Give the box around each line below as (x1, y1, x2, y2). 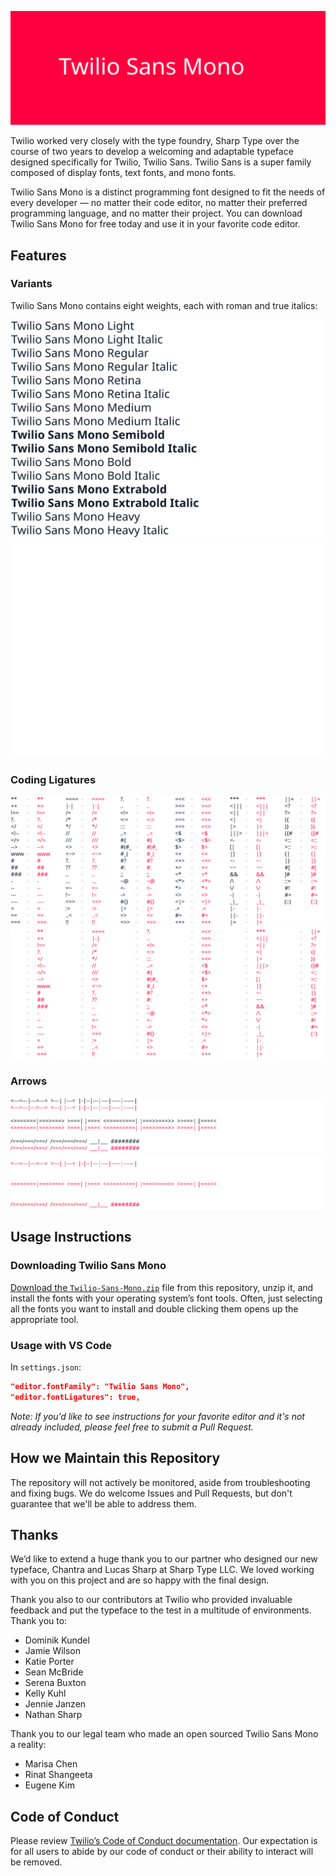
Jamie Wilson (24, 1645, 82, 1657)
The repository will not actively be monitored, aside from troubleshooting (10, 1476, 311, 1488)
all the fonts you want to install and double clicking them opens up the (10, 1302, 299, 1315)
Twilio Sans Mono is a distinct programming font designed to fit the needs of (10, 186, 326, 198)
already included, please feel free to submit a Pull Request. (10, 1421, 254, 1433)
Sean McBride (24, 1666, 84, 1678)
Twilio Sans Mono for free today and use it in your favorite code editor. (10, 218, 301, 230)
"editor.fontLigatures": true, (10, 1392, 141, 1402)
